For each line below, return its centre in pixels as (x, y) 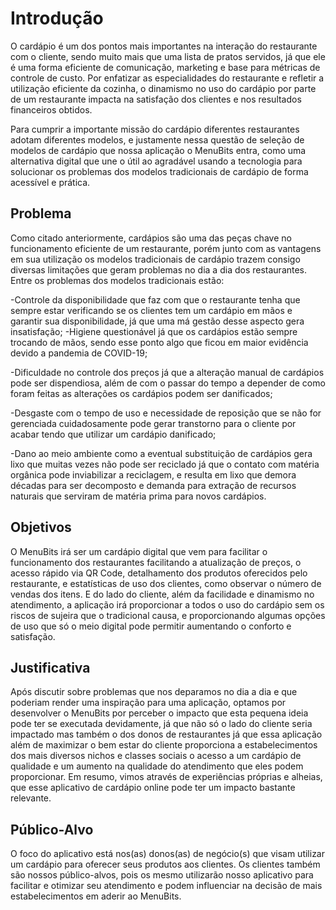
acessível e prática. (50, 182)
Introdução (57, 18)
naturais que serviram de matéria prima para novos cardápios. (138, 496)
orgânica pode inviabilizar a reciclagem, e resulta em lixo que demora (153, 474)
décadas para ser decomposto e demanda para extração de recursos (153, 485)
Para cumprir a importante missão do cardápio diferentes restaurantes (155, 129)
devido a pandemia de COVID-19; (79, 353)
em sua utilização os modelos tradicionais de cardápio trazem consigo (155, 259)
